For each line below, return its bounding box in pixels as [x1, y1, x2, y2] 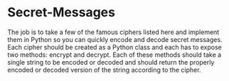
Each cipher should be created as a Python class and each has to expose [7, 43, 223, 51]
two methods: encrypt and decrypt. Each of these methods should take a [7, 50, 222, 59]
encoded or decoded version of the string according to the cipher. [7, 65, 201, 74]
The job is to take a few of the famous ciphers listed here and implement [7, 28, 220, 36]
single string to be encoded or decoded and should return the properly [7, 58, 215, 66]
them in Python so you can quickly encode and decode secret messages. [7, 35, 223, 43]
